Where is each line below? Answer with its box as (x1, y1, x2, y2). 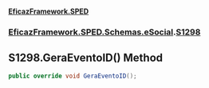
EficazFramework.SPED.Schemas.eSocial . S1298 (8, 26, 201, 38)
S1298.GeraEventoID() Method (8, 50, 164, 64)
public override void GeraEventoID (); (8, 72, 137, 80)
